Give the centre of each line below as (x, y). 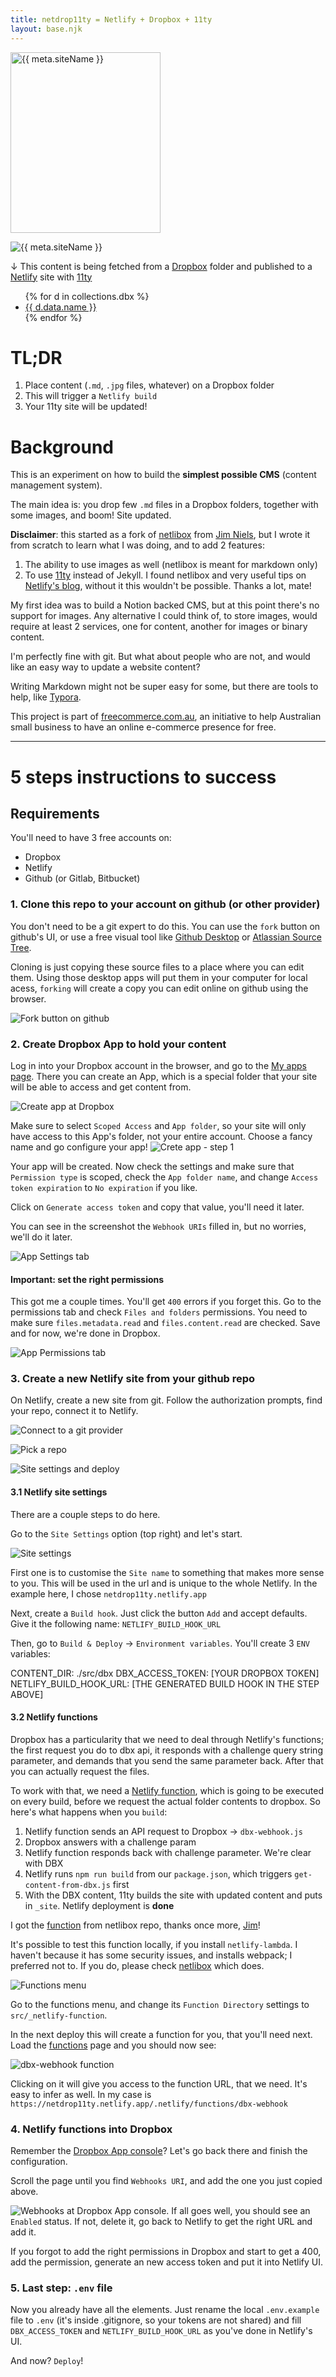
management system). (56, 485)
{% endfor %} (53, 317)
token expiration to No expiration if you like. (104, 1187)
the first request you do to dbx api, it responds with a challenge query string (166, 1750)
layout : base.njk (46, 29)
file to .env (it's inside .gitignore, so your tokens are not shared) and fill (156, 2320)
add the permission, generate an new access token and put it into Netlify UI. (167, 2262)
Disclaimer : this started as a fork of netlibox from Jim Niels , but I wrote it (160, 535)
